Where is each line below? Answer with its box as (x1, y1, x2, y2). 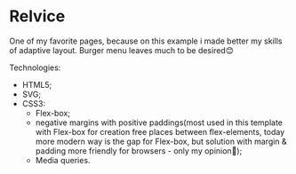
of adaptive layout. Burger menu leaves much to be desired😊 (9, 44, 234, 55)
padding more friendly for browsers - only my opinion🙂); (35, 145, 243, 156)
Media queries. (35, 154, 91, 165)
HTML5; (21, 79, 52, 90)
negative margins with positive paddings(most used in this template (35, 117, 283, 128)
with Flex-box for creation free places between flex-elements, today (35, 126, 285, 137)
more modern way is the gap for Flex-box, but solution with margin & (35, 136, 287, 146)
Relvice (9, 6, 66, 27)
